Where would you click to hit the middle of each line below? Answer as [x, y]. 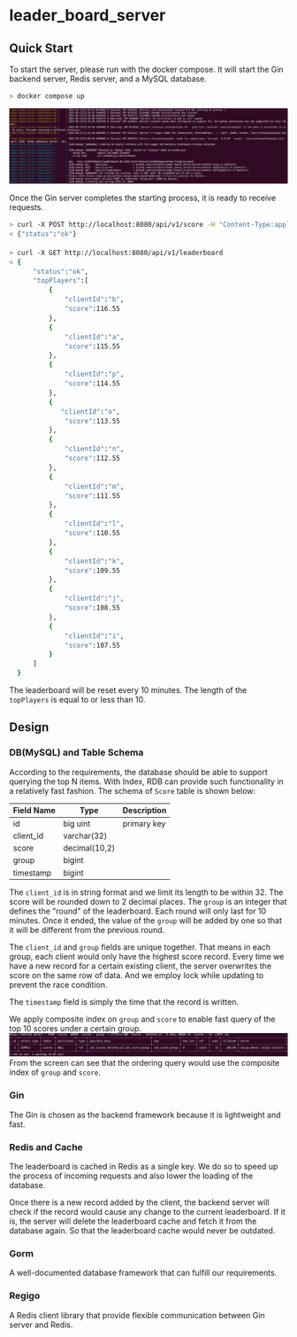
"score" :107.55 [93, 645]
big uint [77, 823]
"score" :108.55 [93, 608]
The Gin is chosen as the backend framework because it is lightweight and [145, 1115]
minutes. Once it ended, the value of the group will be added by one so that [146, 921]
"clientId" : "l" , [95, 524]
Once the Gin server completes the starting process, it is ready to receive [143, 198]
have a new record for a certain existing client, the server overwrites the [141, 966]
